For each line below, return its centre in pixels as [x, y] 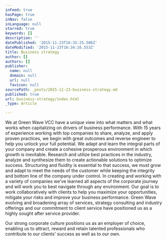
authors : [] [18, 62]
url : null [20, 80]
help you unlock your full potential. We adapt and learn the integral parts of [83, 144]
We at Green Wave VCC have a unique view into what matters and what [79, 123]
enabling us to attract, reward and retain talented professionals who [75, 229]
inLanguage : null [23, 24]
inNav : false [19, 19]
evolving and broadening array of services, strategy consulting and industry [83, 203]
